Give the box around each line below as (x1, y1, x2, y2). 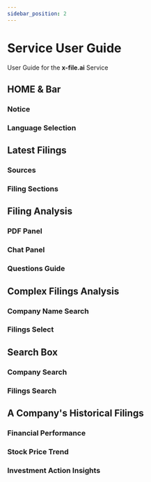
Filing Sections (7, 184, 59, 194)
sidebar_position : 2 (7, 10, 67, 17)
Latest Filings (7, 144, 67, 157)
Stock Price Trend (7, 446, 70, 456)
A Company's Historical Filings (7, 407, 144, 419)
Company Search (7, 367, 67, 377)
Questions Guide (7, 264, 65, 274)
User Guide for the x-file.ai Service (7, 63, 109, 72)
